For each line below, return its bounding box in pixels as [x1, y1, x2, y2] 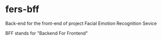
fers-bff [5, 4, 40, 15]
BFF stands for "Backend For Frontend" [5, 30, 88, 36]
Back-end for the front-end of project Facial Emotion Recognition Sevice [5, 20, 157, 26]
